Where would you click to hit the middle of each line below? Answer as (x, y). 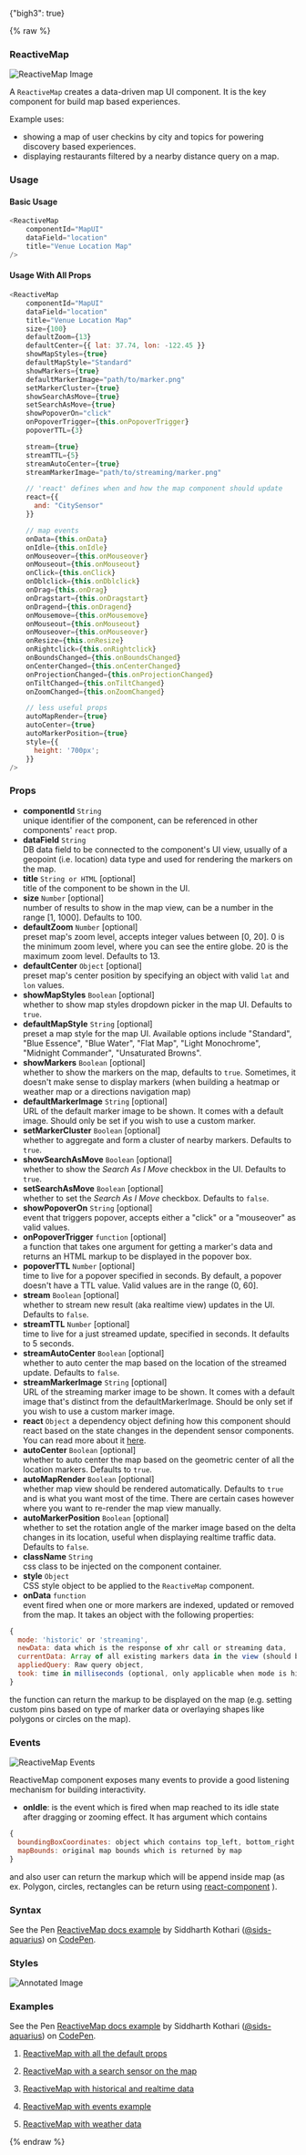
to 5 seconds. (48, 1343)
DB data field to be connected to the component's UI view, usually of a (155, 849)
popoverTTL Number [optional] (79, 1265)
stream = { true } (52, 447)
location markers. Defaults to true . (87, 1469)
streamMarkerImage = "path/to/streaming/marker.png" (124, 472)
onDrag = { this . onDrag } (66, 590)
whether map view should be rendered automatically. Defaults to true (153, 1489)
